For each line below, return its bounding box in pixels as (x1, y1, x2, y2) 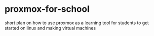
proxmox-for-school (4, 3, 90, 15)
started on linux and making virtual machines (4, 25, 96, 31)
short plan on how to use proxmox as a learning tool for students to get (4, 20, 149, 26)
